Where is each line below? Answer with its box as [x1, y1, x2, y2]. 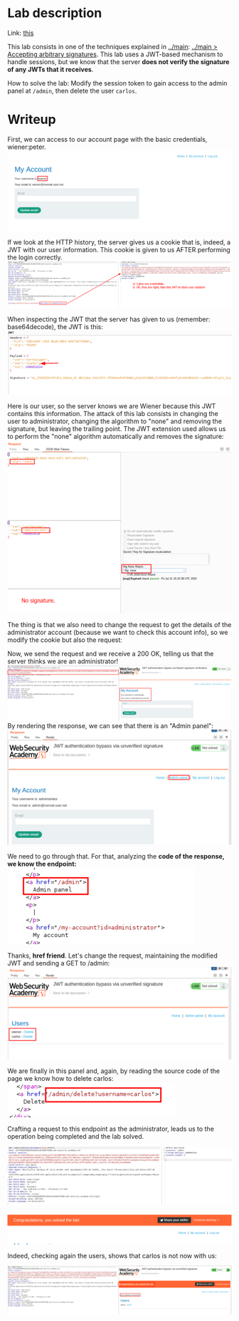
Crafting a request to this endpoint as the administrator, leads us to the [7, 1124, 215, 1134]
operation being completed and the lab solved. [7, 1132, 144, 1141]
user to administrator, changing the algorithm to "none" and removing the [7, 417, 223, 425]
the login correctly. [7, 253, 63, 261]
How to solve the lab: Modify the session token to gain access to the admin [7, 78, 228, 87]
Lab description [7, 5, 102, 21]
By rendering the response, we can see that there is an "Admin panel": [7, 721, 213, 730]
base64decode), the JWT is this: [7, 323, 103, 331]
